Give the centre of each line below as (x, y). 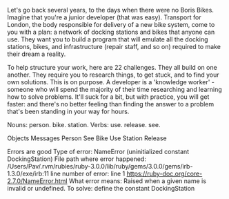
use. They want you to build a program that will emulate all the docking (108, 39)
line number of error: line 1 (88, 173)
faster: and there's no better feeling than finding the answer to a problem (111, 104)
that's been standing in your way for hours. (68, 111)
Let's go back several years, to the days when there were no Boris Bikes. (110, 10)
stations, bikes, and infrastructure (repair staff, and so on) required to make (114, 47)
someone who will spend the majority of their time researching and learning (114, 89)
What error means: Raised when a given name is (138, 181)
